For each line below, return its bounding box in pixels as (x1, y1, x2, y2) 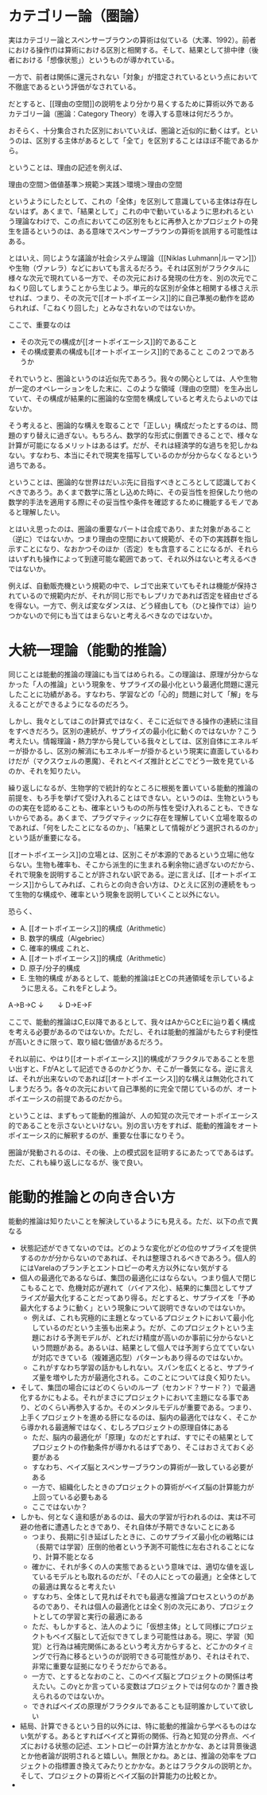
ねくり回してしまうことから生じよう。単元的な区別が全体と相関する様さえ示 (8, 283, 258, 292)
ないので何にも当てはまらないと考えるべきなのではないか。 (21, 610, 217, 620)
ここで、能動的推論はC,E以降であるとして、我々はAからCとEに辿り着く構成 (8, 1017, 256, 1026)
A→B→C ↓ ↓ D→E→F (8, 1000, 93, 1009)
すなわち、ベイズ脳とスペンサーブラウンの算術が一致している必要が (31, 1462, 253, 1472)
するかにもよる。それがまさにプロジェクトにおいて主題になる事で (26, 1392, 242, 1402)
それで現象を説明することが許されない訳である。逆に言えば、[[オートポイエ (8, 869, 257, 879)
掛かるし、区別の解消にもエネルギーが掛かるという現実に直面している (21, 746, 252, 755)
